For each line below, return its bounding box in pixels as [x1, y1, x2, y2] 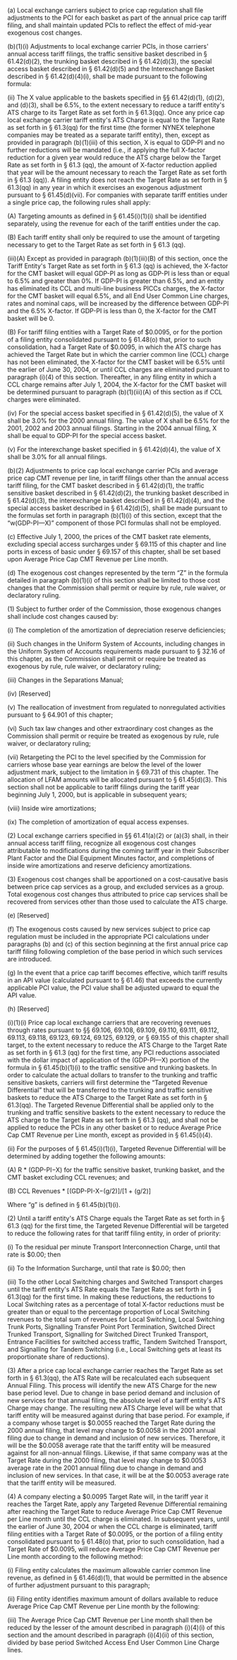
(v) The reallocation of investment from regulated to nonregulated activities [7, 703, 226, 711]
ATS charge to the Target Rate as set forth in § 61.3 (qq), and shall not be [7, 1116, 219, 1124]
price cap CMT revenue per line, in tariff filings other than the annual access [7, 474, 229, 482]
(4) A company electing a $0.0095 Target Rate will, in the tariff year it [7, 1492, 209, 1501]
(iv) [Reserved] [7, 689, 51, 698]
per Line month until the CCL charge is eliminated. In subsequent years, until [7, 1515, 229, 1523]
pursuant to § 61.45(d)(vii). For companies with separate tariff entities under [7, 190, 228, 199]
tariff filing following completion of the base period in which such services [7, 947, 223, 955]
